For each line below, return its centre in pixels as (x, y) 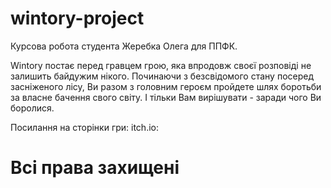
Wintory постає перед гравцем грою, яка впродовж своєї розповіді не (161, 65)
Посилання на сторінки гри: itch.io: (84, 127)
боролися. (32, 108)
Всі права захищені (95, 168)
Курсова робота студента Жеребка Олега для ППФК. (124, 46)
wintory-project (77, 18)
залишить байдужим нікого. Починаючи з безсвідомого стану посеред (162, 76)
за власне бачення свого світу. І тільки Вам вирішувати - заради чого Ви (166, 97)
